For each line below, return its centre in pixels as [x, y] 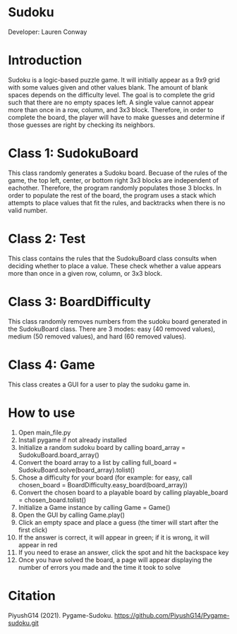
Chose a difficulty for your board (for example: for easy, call [105, 477]
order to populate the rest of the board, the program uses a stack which [112, 195]
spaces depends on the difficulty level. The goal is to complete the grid [111, 95]
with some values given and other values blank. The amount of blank [108, 87]
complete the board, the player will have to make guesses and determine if [116, 117]
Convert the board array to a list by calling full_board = [98, 462]
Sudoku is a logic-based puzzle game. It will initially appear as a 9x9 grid [114, 80]
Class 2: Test [47, 239]
